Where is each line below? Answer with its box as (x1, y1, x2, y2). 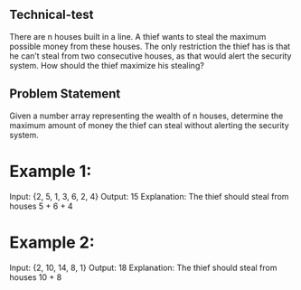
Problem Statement (9, 86, 121, 102)
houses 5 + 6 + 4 (9, 201, 74, 211)
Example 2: (9, 232, 95, 252)
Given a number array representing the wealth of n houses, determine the (9, 110, 284, 121)
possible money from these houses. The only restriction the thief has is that (9, 41, 291, 51)
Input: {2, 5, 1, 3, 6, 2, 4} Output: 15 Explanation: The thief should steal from (9, 191, 289, 201)
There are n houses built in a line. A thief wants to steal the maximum (9, 31, 267, 42)
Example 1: (9, 161, 92, 182)
